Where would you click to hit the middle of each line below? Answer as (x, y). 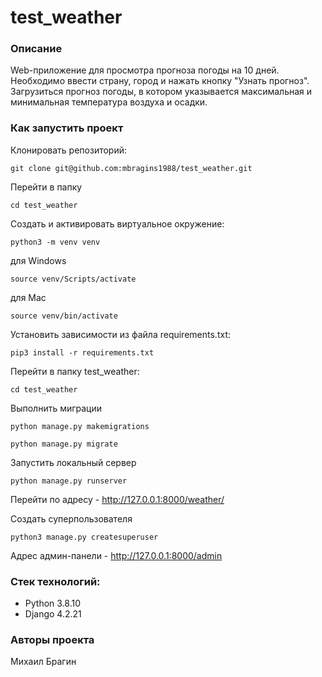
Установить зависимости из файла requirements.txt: (120, 334)
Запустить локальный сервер (73, 462)
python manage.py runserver (69, 481)
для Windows (38, 260)
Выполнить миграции (56, 408)
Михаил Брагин (43, 662)
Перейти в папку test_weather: (75, 371)
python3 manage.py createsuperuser (84, 537)
